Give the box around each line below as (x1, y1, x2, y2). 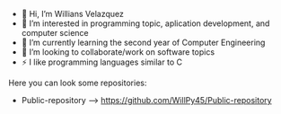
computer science (21, 28, 89, 38)
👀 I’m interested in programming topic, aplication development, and (21, 18, 270, 29)
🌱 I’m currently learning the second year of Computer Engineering (21, 37, 266, 48)
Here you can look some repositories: (8, 77, 147, 88)
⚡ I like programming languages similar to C (21, 57, 183, 67)
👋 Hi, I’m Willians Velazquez (21, 9, 125, 19)
